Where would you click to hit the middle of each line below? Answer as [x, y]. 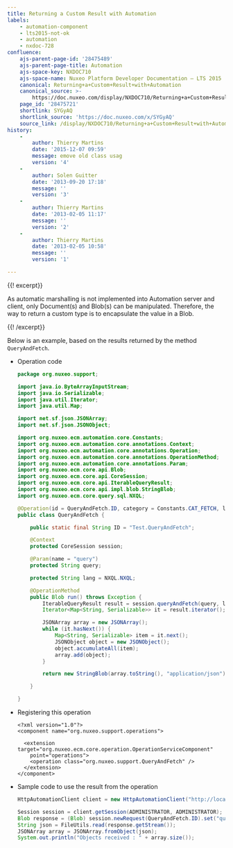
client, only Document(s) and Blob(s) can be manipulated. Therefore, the [111, 306]
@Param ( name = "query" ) [64, 559]
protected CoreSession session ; [77, 547]
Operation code [40, 361]
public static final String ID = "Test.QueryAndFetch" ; [112, 527]
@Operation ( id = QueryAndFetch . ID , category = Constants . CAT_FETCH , [118, 509]
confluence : [24, 53]
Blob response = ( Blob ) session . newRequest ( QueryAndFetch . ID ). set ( [117, 818]
